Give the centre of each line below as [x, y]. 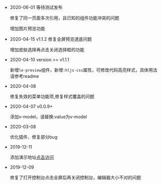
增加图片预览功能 [27, 28]
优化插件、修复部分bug [34, 137]
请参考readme [24, 76]
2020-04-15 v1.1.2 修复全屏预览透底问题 [51, 39]
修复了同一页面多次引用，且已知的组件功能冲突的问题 [65, 18]
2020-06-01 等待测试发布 [36, 7]
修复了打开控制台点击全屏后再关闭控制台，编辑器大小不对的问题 [75, 178]
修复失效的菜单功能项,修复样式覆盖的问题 [52, 96]
